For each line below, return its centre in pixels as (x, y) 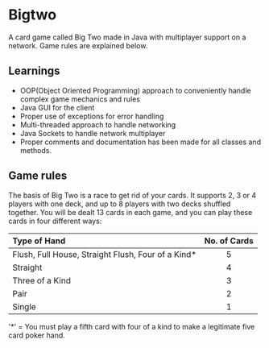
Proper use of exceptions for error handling (92, 116)
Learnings (34, 71)
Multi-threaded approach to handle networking (98, 124)
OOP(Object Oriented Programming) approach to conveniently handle (135, 90)
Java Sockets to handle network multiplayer (93, 133)
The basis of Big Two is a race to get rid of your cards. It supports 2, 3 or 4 (132, 195)
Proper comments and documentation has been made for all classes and (141, 142)
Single (24, 306)
